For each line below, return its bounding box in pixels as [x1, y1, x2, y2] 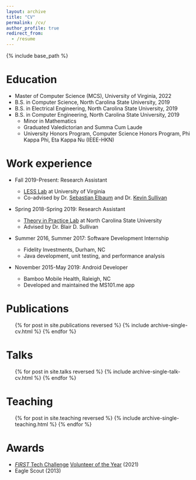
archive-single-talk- [132, 368, 181, 375]
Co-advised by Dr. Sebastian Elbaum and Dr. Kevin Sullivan [23, 194, 167, 201]
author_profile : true [6, 25, 60, 31]
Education [6, 73, 57, 86]
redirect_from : [6, 31, 44, 37]
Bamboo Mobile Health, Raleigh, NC [23, 275, 111, 282]
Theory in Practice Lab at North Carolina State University [23, 216, 162, 224]
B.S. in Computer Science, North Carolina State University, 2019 [14, 98, 170, 106]
